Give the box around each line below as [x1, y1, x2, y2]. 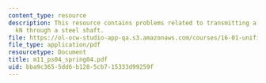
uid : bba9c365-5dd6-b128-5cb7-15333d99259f [8, 63, 154, 71]
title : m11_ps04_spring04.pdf [8, 56, 108, 64]
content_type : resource [8, 11, 87, 20]
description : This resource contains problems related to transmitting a [8, 19, 257, 27]
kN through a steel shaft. [15, 26, 104, 34]
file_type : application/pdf [8, 41, 101, 49]
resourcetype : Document [8, 48, 87, 56]
